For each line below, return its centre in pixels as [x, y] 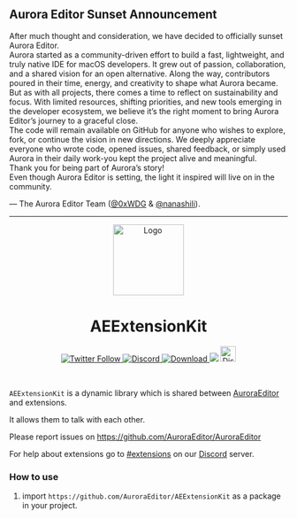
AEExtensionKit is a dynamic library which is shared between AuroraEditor [145, 392]
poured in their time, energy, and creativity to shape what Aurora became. [144, 82]
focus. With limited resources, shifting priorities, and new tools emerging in [145, 102]
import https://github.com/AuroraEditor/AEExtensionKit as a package [151, 496]
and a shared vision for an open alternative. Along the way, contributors [140, 74]
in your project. [49, 506]
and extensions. [38, 402]
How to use [34, 476]
